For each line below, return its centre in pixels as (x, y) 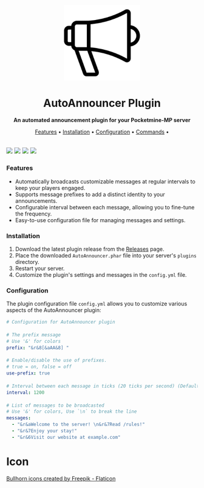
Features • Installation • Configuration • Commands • (102, 132)
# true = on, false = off (39, 367)
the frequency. (33, 214)
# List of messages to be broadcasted (55, 405)
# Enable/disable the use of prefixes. (57, 361)
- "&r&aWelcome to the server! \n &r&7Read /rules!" (79, 425)
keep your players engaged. (50, 188)
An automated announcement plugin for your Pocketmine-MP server (102, 120)
